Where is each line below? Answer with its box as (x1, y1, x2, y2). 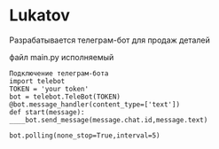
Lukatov (9, 5, 71, 26)
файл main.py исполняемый (9, 51, 114, 62)
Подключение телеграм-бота (9, 68, 109, 78)
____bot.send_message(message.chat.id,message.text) (9, 115, 208, 124)
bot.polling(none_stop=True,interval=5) (9, 130, 161, 140)
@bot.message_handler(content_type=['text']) (9, 99, 180, 109)
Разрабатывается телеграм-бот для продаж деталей (9, 35, 210, 45)
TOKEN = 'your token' (9, 84, 90, 93)
